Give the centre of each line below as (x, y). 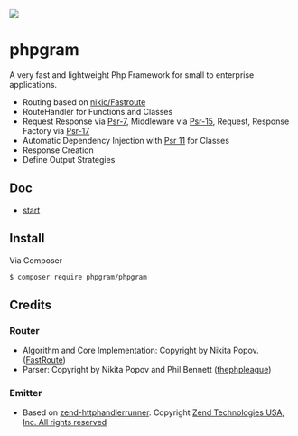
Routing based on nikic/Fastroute (84, 102)
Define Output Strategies (69, 159)
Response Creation (58, 150)
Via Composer (36, 260)
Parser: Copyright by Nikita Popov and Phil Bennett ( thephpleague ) (147, 370)
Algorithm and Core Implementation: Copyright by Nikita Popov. (140, 351)
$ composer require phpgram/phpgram (78, 277)
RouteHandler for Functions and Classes (98, 111)
